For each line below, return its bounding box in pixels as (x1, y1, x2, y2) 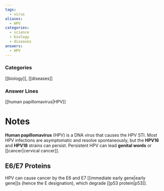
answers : (5, 44, 23, 48)
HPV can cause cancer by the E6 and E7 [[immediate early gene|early (5, 175, 145, 181)
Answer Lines (5, 88, 39, 95)
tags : (5, 7, 16, 12)
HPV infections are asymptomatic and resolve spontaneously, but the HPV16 (5, 138, 159, 143)
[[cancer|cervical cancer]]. (5, 148, 60, 154)
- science (9, 30, 29, 35)
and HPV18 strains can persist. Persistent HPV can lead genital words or (5, 143, 152, 148)
